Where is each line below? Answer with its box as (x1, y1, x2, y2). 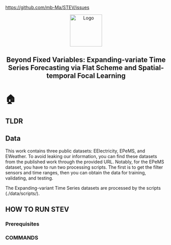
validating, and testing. (5, 175, 54, 181)
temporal (46, 72, 76, 80)
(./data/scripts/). (5, 190, 40, 196)
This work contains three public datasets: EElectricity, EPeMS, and (5, 148, 145, 154)
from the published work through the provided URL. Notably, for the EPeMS (5, 159, 165, 165)
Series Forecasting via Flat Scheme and (8, 63, 137, 72)
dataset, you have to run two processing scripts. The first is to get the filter (5, 164, 163, 170)
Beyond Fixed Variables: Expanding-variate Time (6, 56, 166, 64)
